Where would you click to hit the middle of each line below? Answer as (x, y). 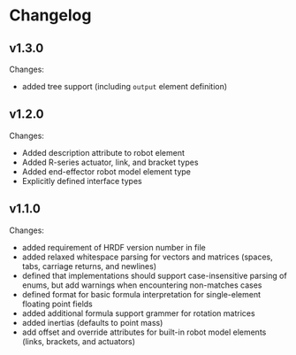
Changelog (50, 15)
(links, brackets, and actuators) (78, 341)
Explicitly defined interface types (82, 181)
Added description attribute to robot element (103, 152)
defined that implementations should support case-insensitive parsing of (154, 275)
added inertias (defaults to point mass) (92, 322)
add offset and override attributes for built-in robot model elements (144, 332)
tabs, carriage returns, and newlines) (89, 266)
